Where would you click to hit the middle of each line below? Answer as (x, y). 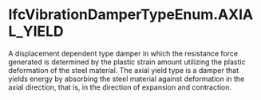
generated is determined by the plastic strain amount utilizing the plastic (127, 62)
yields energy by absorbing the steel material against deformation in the (127, 79)
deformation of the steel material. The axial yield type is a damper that (124, 70)
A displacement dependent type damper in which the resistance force (123, 53)
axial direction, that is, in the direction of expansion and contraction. (120, 87)
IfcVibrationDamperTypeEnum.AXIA (131, 15)
